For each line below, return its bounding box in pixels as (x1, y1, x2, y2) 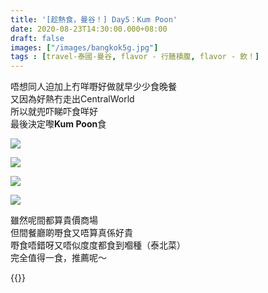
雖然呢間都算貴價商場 (10, 214, 98, 226)
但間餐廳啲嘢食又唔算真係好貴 (10, 227, 133, 239)
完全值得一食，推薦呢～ (10, 252, 107, 264)
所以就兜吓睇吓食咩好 (10, 106, 98, 118)
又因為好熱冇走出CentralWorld (10, 93, 135, 105)
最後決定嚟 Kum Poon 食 (10, 118, 107, 130)
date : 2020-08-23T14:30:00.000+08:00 (10, 24, 168, 34)
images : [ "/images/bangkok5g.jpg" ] (10, 42, 159, 53)
